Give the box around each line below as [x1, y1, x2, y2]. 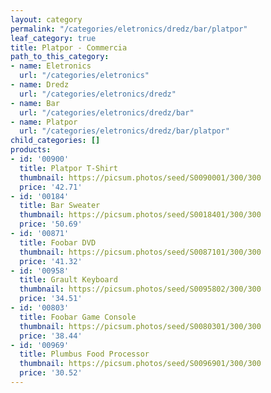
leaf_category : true [10, 33, 97, 43]
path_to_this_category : [10, 52, 110, 62]
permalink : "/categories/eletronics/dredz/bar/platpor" [10, 24, 248, 34]
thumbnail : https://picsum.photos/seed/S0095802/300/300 [19, 284, 262, 295]
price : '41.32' [19, 256, 83, 266]
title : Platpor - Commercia [10, 42, 128, 53]
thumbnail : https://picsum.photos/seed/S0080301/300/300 [19, 321, 262, 331]
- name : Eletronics [10, 61, 92, 71]
